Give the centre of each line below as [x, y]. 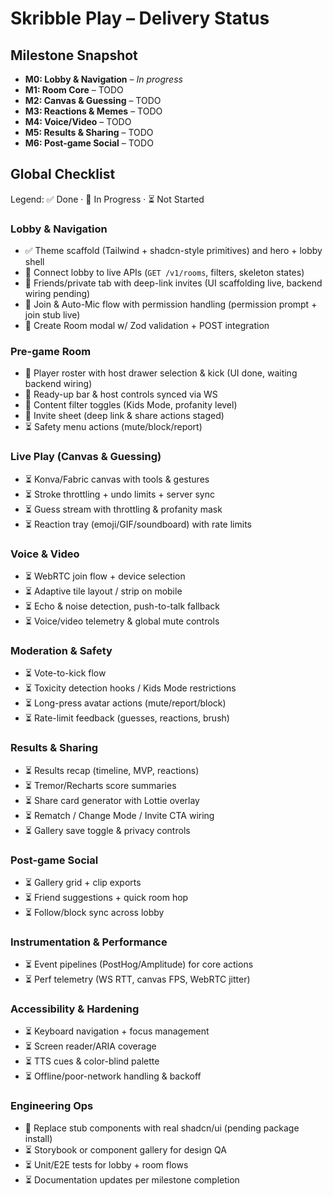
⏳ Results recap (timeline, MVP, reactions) [112, 770]
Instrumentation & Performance [89, 942]
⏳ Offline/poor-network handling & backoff [113, 1076]
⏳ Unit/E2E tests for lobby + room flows [106, 1164]
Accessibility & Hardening [75, 1009]
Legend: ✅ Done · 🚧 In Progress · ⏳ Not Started [107, 199]
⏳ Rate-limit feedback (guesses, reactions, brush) [127, 718]
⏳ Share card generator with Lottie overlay [112, 800]
